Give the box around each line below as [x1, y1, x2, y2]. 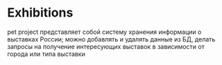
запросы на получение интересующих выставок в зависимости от [7, 42, 205, 50]
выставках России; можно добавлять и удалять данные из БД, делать [7, 35, 216, 43]
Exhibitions [7, 5, 74, 21]
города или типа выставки [7, 50, 85, 58]
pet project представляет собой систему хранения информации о [7, 28, 202, 36]
